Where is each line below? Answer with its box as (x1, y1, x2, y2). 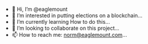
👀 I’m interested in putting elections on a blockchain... (11, 12, 143, 19)
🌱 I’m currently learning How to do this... (11, 18, 111, 25)
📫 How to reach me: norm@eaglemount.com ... (11, 32, 127, 38)
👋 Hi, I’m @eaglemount (11, 6, 68, 12)
